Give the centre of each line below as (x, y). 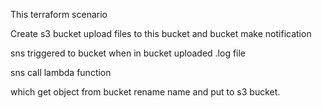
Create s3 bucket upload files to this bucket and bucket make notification (161, 33)
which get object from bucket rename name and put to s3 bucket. (145, 92)
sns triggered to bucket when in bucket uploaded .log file (128, 53)
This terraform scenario (59, 14)
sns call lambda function (61, 72)
